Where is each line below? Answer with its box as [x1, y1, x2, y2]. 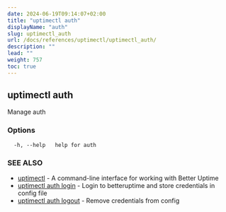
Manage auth [7, 107, 46, 117]
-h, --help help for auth [13, 141, 97, 148]
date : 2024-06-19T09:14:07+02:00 [7, 10, 106, 18]
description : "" [7, 43, 55, 50]
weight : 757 [7, 57, 43, 64]
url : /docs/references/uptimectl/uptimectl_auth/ [7, 37, 157, 44]
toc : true [7, 63, 37, 70]
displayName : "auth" [7, 23, 69, 30]
